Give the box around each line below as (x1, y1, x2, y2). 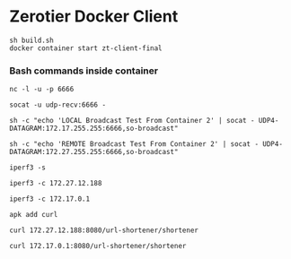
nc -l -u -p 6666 (9, 85, 75, 94)
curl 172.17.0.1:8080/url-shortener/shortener (9, 242, 187, 251)
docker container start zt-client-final (9, 43, 163, 53)
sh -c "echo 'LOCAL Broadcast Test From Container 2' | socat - (9, 117, 255, 125)
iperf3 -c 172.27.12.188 (9, 179, 102, 188)
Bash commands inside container (9, 65, 159, 77)
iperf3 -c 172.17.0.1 (9, 194, 91, 203)
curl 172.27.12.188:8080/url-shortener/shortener (9, 226, 199, 235)
